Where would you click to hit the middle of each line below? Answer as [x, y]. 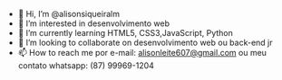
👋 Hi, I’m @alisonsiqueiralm [69, 14]
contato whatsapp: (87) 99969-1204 [86, 66]
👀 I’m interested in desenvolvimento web [94, 23]
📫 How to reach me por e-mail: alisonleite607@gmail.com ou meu [142, 53]
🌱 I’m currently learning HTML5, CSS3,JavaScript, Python [126, 33]
